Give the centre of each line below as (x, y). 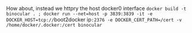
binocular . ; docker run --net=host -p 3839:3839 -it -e (79, 14)
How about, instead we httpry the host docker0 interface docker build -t (96, 8)
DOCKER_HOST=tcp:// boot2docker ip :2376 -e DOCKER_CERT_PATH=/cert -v (94, 19)
